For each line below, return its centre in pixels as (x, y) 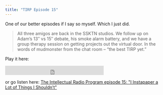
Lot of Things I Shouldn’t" (31, 87)
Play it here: (17, 59)
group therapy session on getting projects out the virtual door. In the (86, 44)
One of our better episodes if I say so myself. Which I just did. (68, 24)
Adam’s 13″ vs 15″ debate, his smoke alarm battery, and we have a (84, 39)
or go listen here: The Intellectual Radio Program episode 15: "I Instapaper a (82, 82)
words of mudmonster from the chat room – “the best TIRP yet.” (82, 49)
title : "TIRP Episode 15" (32, 10)
